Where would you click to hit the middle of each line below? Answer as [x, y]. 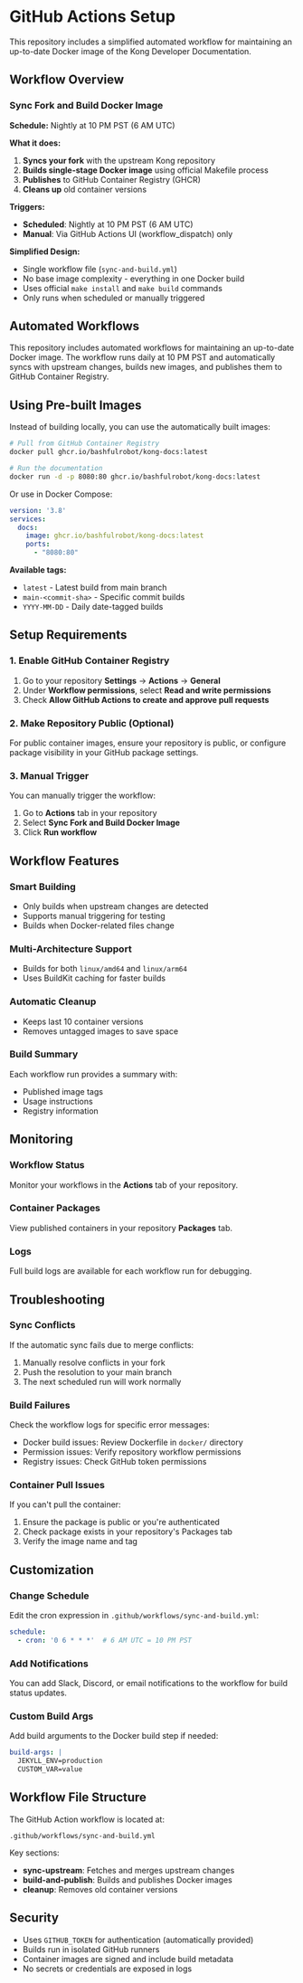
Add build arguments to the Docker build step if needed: [114, 1736]
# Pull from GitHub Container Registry [85, 444]
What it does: [35, 143]
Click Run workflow [60, 832]
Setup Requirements [68, 635]
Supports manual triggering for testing [94, 916]
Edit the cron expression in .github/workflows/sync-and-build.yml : [134, 1616]
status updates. [38, 1693]
